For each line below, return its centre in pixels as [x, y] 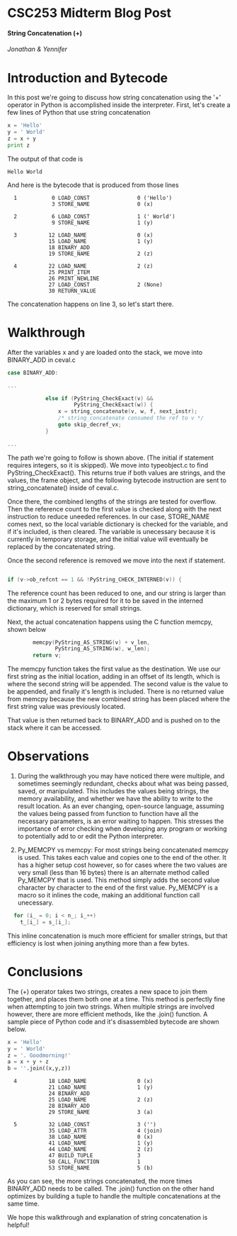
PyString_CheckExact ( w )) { [114, 405]
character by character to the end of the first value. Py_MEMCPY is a [117, 888]
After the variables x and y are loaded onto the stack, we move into [105, 352]
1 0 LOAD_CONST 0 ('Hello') [93, 198]
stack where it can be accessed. [54, 728]
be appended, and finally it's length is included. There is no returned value [116, 691]
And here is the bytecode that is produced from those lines [93, 185]
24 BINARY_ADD [69, 1094]
